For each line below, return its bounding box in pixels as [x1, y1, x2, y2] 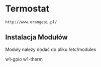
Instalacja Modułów [5, 33, 68, 41]
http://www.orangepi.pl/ [5, 19, 57, 24]
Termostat [5, 3, 50, 14]
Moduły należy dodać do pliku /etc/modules [5, 46, 96, 52]
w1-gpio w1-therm [5, 56, 43, 62]
